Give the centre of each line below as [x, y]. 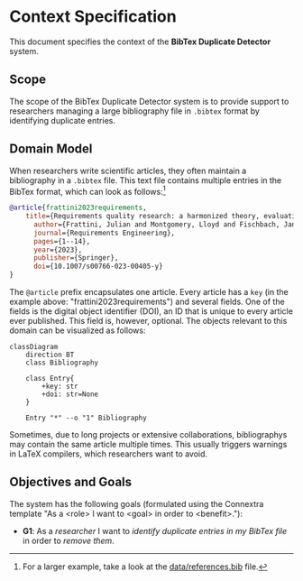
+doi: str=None [70, 394]
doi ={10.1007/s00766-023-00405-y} [98, 267]
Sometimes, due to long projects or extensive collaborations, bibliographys [148, 435]
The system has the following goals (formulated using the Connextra [137, 503]
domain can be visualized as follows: [78, 330]
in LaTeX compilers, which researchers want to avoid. [109, 454]
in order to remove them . [68, 540]
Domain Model [51, 149]
